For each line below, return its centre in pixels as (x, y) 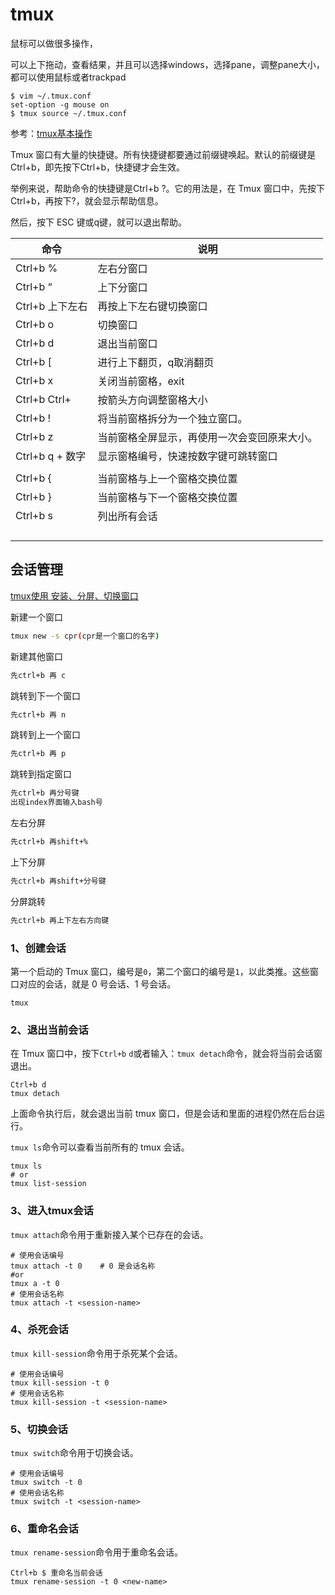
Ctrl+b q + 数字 (51, 456)
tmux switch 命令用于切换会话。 (74, 1453)
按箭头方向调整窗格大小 (152, 400)
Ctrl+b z (34, 436)
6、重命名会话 (44, 1529)
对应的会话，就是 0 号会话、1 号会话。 (97, 984)
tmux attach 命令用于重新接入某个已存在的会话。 (109, 1234)
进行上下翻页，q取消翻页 (156, 362)
